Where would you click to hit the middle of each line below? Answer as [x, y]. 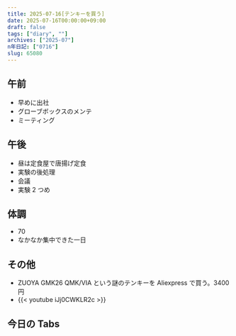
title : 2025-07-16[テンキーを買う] [56, 14]
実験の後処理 [36, 172]
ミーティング [36, 120]
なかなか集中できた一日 [52, 240]
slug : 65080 [25, 54]
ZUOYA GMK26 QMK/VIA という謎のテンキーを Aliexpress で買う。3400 [123, 283]
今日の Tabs [34, 324]
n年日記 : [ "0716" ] [33, 47]
